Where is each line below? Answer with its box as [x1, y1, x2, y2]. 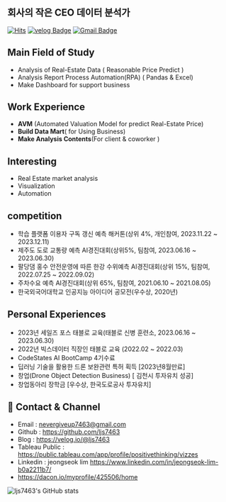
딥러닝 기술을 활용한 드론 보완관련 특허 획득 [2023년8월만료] [17, 362, 186, 371]
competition [7, 210, 62, 222]
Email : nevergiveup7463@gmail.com [17, 420, 126, 428]
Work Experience [7, 101, 86, 113]
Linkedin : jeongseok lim [17, 457, 89, 466]
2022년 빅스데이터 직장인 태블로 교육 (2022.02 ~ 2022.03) [17, 345, 183, 353]
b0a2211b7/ [17, 465, 52, 474]
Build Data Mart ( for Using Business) [17, 127, 126, 136]
